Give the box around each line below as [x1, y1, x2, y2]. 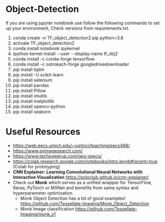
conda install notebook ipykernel [12, 45, 80, 51]
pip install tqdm [12, 66, 45, 73]
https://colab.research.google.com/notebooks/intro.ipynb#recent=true [12, 158, 158, 164]
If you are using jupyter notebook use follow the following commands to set [5, 20, 160, 26]
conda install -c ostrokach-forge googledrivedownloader [12, 61, 130, 67]
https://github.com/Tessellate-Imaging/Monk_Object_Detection [20, 200, 150, 207]
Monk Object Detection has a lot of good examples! [20, 195, 126, 201]
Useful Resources [5, 126, 81, 138]
